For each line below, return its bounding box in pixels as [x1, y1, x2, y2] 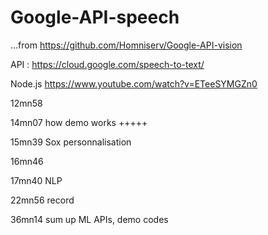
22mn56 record [10, 194, 75, 206]
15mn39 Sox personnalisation [10, 136, 132, 148]
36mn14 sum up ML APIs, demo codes [10, 213, 169, 225]
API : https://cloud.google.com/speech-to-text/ [10, 58, 205, 70]
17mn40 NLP [10, 174, 63, 186]
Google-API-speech [10, 6, 180, 29]
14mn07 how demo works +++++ [10, 116, 148, 128]
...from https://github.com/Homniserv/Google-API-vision [10, 39, 243, 51]
